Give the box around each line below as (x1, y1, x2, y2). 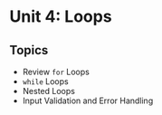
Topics (9, 43, 49, 58)
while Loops (22, 76, 70, 87)
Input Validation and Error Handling (22, 95, 154, 106)
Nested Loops (22, 86, 75, 96)
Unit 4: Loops (9, 6, 112, 27)
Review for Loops (22, 66, 91, 77)
